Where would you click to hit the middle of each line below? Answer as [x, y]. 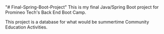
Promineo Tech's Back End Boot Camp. [46, 12]
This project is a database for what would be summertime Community [77, 22]
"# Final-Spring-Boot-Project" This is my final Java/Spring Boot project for [82, 7]
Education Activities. [26, 27]
